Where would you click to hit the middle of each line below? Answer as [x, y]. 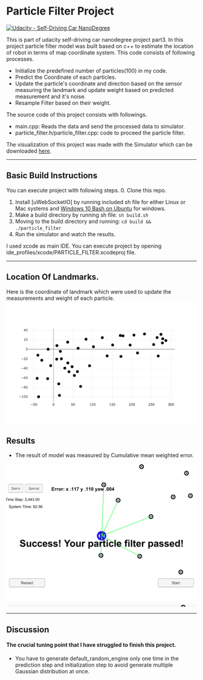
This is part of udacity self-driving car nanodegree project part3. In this [95, 39]
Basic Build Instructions [52, 176]
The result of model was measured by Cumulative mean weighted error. [104, 455]
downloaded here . [29, 151]
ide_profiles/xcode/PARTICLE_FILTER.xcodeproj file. [71, 252]
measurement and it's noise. [50, 96]
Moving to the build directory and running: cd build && [83, 221]
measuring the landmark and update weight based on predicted [94, 90]
